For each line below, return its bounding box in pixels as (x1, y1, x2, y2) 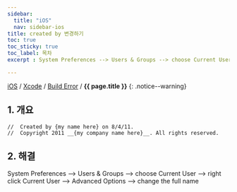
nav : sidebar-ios (13, 23, 65, 30)
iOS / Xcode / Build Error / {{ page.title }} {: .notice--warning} (7, 82, 187, 90)
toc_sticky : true (7, 43, 59, 50)
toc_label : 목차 (7, 50, 52, 57)
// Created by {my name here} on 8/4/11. (7, 123, 134, 131)
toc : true (7, 37, 37, 44)
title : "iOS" (13, 17, 52, 24)
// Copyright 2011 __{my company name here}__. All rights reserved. (7, 129, 219, 136)
